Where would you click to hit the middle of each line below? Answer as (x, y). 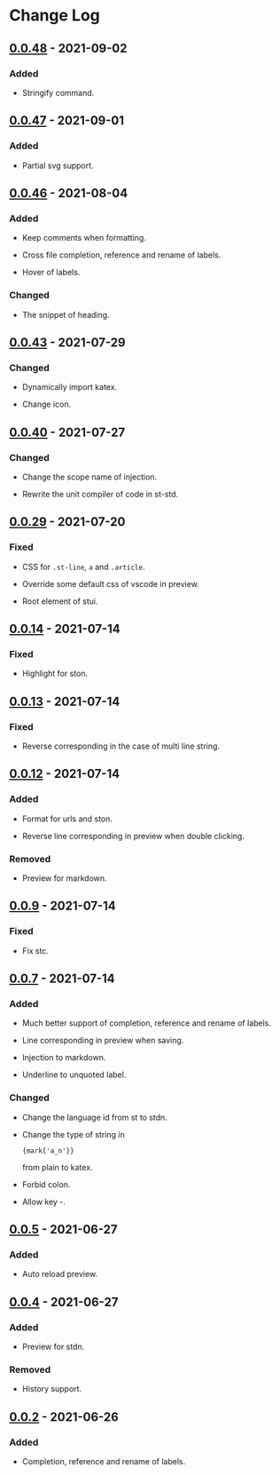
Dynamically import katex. (70, 387)
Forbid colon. (46, 1184)
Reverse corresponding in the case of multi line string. (121, 746)
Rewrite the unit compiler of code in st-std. (100, 494)
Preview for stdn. (53, 1347)
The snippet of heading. (66, 314)
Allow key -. (44, 1201)
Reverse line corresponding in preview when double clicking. (133, 836)
